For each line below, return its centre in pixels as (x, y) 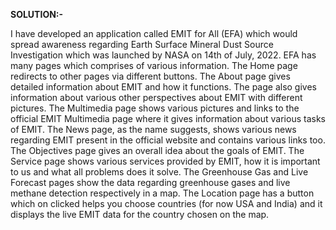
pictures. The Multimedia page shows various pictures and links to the (155, 108)
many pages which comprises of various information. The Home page (154, 65)
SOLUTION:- (37, 14)
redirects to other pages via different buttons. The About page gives (150, 76)
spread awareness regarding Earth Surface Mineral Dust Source (142, 44)
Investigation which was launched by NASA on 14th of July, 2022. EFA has (163, 55)
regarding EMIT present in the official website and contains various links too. (168, 140)
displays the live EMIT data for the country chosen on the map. (140, 214)
